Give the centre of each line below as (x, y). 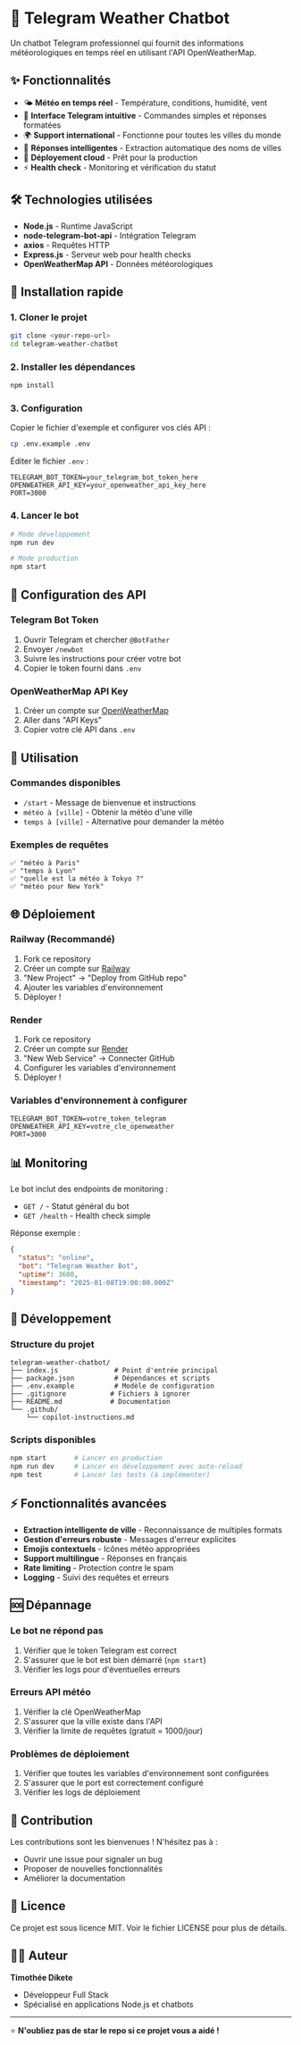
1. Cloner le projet (49, 317)
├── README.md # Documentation (90, 1402)
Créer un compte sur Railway (76, 968)
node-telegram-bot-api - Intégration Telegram (109, 235)
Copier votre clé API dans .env (79, 730)
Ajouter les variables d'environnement (93, 987)
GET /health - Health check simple (87, 1216)
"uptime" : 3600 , (48, 1274)
